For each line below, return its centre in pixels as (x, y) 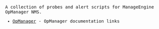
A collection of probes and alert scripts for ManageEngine (80, 7)
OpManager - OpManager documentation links (66, 21)
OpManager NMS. (24, 12)
